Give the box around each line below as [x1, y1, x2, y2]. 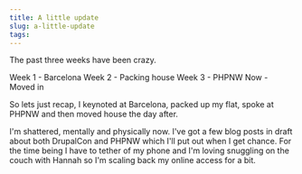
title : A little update [9, 13, 99, 23]
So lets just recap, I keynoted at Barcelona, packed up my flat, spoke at [9, 99, 274, 110]
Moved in [9, 82, 44, 93]
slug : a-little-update [9, 22, 95, 31]
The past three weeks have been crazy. [9, 55, 156, 66]
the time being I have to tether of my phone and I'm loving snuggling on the [9, 145, 289, 156]
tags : [9, 30, 30, 39]
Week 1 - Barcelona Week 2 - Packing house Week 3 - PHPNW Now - [9, 72, 269, 83]
